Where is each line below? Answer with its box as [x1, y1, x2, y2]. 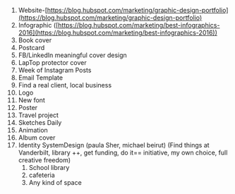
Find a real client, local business [18, 81, 112, 89]
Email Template [18, 73, 63, 82]
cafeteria [28, 171, 55, 179]
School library [28, 164, 70, 171]
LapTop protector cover [18, 59, 87, 66]
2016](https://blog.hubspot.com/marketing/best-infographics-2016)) [18, 28, 218, 37]
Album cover [18, 133, 56, 142]
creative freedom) [18, 156, 71, 164]
